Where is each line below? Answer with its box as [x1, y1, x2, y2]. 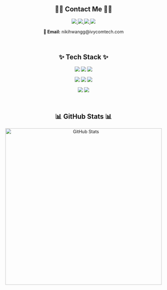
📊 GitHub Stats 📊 [55, 112, 112, 121]
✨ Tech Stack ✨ [58, 53, 108, 62]
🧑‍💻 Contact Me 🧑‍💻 [54, 5, 112, 14]
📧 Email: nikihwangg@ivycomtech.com [43, 29, 124, 35]
